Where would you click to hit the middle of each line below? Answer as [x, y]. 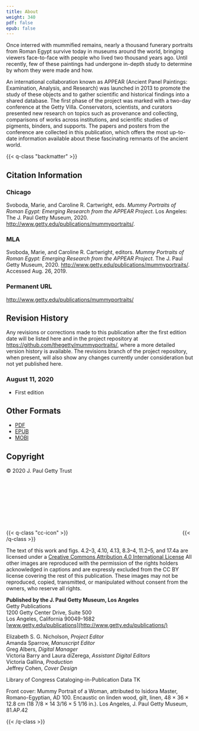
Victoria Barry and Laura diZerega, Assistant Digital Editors [78, 656]
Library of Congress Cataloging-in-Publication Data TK [73, 680]
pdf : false [20, 23]
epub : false [21, 28]
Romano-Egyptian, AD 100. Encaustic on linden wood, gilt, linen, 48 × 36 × [97, 698]
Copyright [25, 456]
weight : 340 [21, 17]
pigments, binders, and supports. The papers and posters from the [88, 126]
